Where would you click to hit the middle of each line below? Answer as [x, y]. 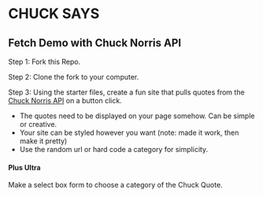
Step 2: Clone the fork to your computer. [74, 77]
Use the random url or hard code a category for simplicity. [114, 149]
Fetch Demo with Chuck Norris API [95, 43]
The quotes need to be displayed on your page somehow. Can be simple [137, 116]
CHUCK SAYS [54, 14]
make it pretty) [43, 141]
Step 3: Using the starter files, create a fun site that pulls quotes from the [127, 92]
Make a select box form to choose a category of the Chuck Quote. [115, 185]
